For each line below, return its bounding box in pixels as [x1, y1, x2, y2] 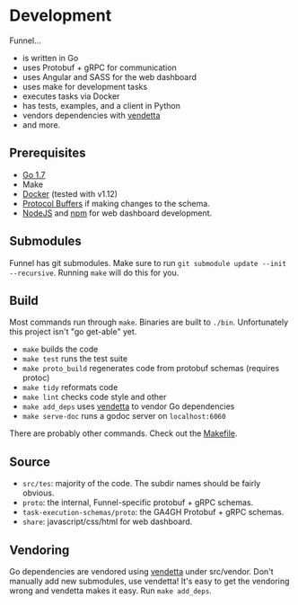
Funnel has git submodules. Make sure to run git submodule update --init [9, 257, 287, 268]
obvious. [22, 487, 55, 499]
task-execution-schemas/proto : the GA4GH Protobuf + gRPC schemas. [22, 507, 285, 518]
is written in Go [22, 52, 79, 63]
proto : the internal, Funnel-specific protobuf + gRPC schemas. [22, 497, 254, 508]
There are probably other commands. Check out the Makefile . [9, 428, 238, 439]
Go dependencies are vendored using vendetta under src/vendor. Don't [9, 566, 274, 576]
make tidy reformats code [22, 382, 118, 393]
